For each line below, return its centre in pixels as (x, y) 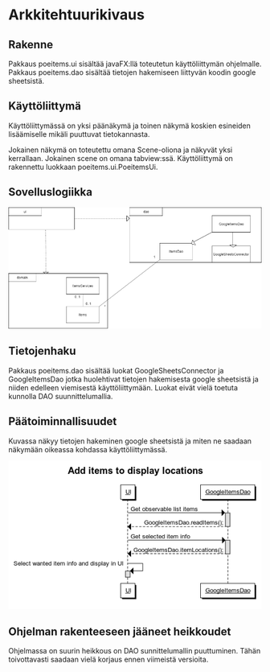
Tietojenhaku (42, 351)
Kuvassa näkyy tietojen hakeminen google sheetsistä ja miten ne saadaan (130, 441)
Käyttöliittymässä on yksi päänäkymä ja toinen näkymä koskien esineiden (130, 126)
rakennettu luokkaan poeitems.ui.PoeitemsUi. (83, 167)
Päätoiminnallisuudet (63, 421)
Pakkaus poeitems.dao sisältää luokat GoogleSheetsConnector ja (116, 370)
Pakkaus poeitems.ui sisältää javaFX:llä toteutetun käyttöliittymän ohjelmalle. (135, 64)
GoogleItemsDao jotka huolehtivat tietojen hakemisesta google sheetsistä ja (133, 379)
